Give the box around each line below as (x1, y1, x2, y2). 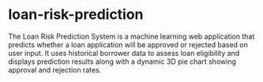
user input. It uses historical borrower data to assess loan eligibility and (8, 48, 240, 58)
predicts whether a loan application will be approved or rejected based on (8, 39, 249, 49)
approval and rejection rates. (8, 65, 102, 74)
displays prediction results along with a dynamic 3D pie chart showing (8, 57, 237, 66)
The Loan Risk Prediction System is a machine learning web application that (8, 32, 255, 41)
